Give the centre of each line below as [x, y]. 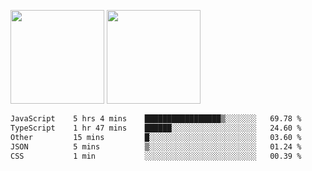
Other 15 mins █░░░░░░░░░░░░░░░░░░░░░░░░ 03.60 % [156, 137]
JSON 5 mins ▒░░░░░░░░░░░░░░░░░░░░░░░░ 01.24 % [156, 146]
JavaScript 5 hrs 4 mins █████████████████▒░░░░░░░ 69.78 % [156, 119]
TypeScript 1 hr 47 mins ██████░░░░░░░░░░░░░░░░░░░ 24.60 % [156, 128]
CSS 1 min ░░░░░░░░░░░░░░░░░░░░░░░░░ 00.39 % [156, 156]
